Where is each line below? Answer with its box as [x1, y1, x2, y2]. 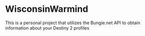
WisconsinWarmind [5, 3, 89, 15]
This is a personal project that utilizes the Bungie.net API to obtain [5, 20, 141, 26]
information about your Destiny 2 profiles [5, 25, 90, 31]
